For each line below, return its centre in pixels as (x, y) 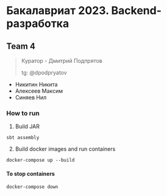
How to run (23, 113)
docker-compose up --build (41, 160)
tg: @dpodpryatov (44, 73)
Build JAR (27, 126)
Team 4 (21, 46)
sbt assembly (23, 138)
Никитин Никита (36, 84)
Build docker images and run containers (65, 149)
